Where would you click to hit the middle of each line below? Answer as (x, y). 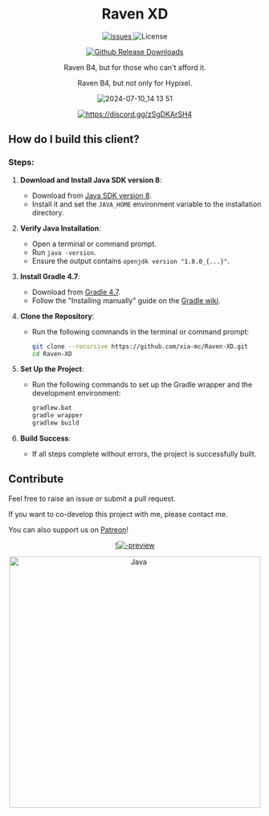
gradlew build (55, 423)
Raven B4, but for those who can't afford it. (135, 67)
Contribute (36, 479)
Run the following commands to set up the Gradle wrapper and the (142, 385)
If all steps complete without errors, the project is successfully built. (144, 454)
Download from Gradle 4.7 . (76, 292)
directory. (48, 212)
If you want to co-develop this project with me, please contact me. (118, 514)
